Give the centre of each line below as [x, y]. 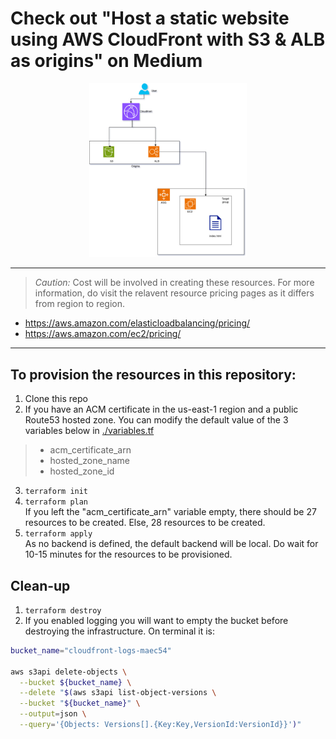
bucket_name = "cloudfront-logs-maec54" [91, 650]
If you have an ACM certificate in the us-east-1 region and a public [161, 409]
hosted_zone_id [82, 471]
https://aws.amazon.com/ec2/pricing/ [103, 334]
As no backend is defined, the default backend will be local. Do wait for [171, 544]
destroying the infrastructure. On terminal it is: [120, 631]
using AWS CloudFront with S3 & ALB [168, 39]
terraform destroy [63, 610]
